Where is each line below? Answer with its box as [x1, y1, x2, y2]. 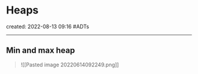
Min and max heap [6, 45, 75, 56]
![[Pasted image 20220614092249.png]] [20, 61, 119, 68]
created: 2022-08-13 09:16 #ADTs [6, 23, 90, 30]
